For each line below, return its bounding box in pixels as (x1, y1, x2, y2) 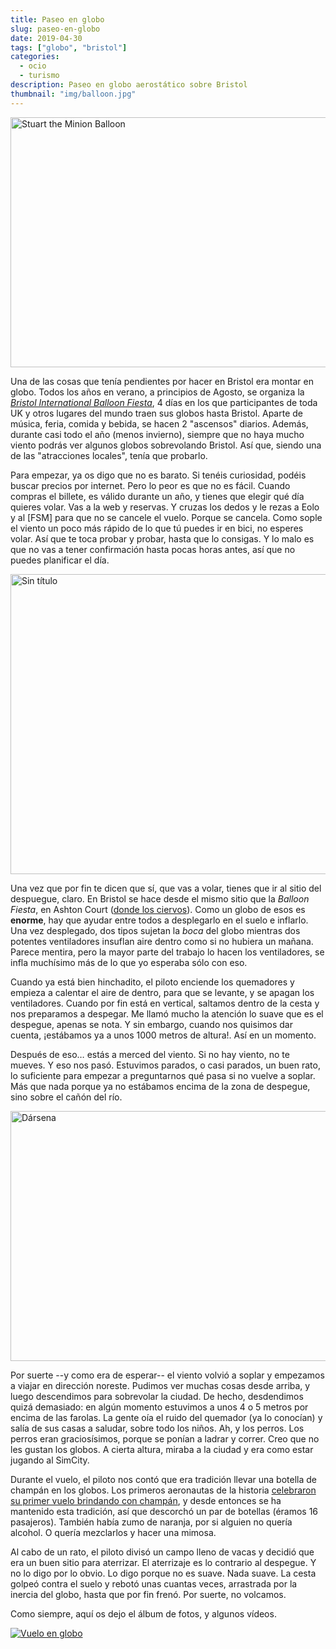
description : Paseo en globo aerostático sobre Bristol (10, 80, 248, 90)
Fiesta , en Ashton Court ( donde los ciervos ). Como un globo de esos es (10, 903, 306, 915)
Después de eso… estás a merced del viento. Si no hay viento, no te (10, 1048, 290, 1060)
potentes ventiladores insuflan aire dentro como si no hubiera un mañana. (10, 935, 314, 947)
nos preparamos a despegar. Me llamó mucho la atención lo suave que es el (10, 1007, 324, 1020)
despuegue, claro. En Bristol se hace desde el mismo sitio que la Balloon (10, 892, 310, 905)
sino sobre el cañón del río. (10, 1091, 123, 1103)
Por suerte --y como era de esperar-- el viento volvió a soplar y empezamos (10, 1369, 325, 1381)
